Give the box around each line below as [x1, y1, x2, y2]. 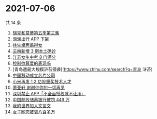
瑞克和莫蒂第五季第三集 [12, 30, 59, 35]
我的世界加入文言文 [12, 102, 51, 108]
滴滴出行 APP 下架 [12, 36, 49, 42]
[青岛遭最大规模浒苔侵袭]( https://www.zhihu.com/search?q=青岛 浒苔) [12, 66, 153, 72]
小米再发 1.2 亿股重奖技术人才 [12, 78, 71, 84]
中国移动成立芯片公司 [12, 72, 55, 78]
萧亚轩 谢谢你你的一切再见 [12, 85, 65, 90]
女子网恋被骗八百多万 [12, 109, 55, 115]
